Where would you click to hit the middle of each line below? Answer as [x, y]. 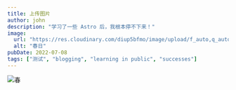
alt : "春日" [30, 46]
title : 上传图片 [29, 14]
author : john [26, 20]
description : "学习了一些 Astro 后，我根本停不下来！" [81, 27]
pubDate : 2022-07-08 [38, 53]
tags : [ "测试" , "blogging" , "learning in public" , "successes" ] [102, 59]
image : [17, 33]
